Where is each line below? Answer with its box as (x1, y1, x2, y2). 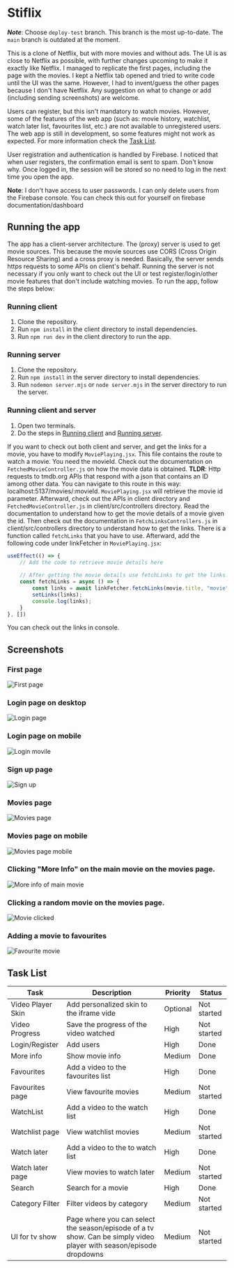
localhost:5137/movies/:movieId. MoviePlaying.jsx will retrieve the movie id (7, 487, 223, 495)
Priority (164, 988, 191, 998)
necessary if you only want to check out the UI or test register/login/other (7, 269, 218, 277)
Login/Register (10, 1040, 59, 1049)
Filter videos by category (65, 1199, 148, 1209)
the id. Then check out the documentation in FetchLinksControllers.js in (7, 516, 218, 525)
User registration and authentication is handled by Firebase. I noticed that (7, 150, 218, 159)
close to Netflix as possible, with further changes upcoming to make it (7, 56, 208, 64)
